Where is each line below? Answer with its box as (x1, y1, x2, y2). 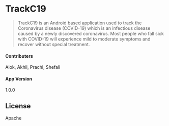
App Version (5, 75, 32, 81)
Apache (5, 115, 22, 121)
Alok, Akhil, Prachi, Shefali (5, 64, 61, 70)
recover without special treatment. (17, 41, 90, 47)
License (5, 102, 31, 110)
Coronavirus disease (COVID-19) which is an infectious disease (17, 25, 151, 31)
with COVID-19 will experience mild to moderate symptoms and (17, 36, 151, 42)
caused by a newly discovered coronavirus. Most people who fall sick (17, 30, 164, 36)
